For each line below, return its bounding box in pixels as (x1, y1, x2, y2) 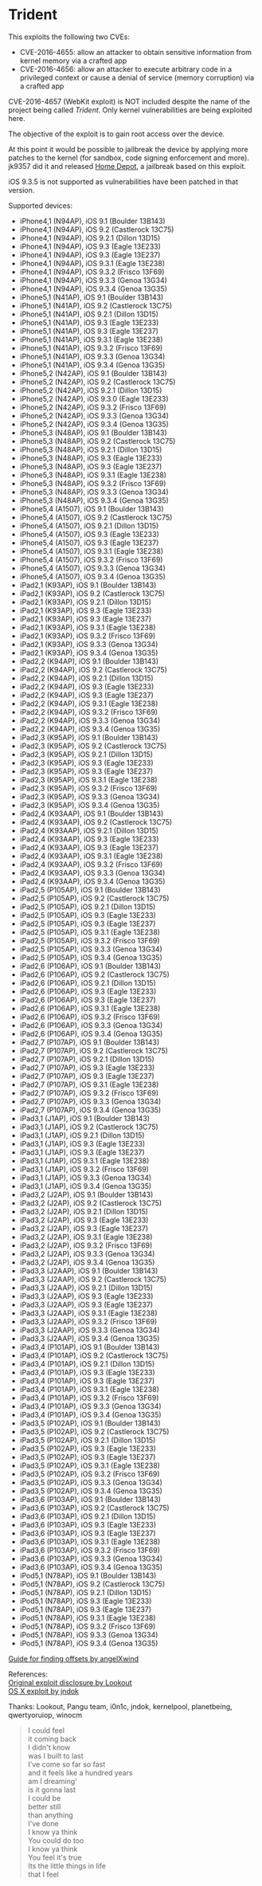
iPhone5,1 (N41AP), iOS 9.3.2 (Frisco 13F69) (19, 343, 163, 352)
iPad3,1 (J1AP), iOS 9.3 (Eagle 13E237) (19, 1147, 145, 1157)
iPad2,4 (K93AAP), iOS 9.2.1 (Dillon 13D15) (19, 825, 159, 835)
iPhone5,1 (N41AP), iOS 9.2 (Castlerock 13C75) (19, 300, 173, 310)
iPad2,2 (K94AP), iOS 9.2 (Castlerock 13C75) (19, 665, 167, 674)
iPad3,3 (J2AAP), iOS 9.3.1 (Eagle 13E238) (19, 1308, 158, 1318)
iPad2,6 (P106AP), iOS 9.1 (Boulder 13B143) (19, 961, 162, 970)
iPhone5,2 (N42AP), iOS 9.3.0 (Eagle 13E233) (19, 394, 169, 403)
